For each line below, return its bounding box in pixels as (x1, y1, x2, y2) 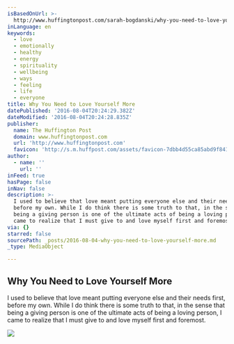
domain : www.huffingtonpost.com (13, 133, 108, 140)
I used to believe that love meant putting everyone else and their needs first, (7, 293, 226, 302)
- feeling (13, 81, 42, 88)
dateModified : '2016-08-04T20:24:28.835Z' (7, 114, 132, 120)
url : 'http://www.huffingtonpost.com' (13, 140, 127, 147)
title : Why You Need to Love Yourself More (7, 101, 136, 108)
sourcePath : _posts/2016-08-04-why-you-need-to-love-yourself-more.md (7, 237, 217, 244)
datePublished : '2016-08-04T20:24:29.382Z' (7, 107, 136, 114)
